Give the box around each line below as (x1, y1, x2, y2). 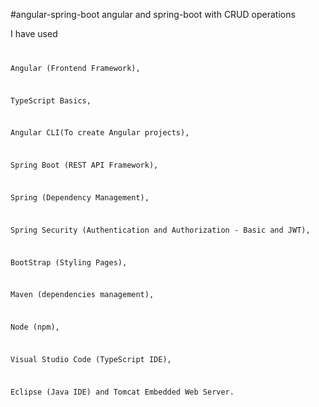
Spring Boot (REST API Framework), (10, 160, 159, 171)
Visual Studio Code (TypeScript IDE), (10, 354, 172, 364)
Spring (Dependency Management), (10, 193, 150, 203)
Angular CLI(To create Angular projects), (10, 128, 190, 138)
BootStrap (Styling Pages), (10, 257, 128, 268)
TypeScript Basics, (10, 95, 92, 106)
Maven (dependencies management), (10, 290, 155, 300)
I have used (10, 28, 58, 39)
